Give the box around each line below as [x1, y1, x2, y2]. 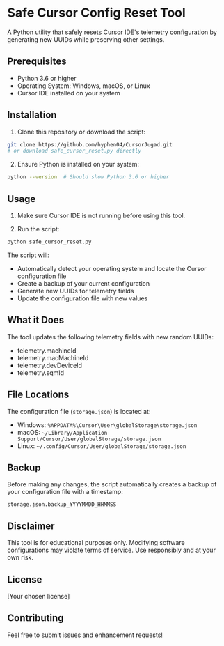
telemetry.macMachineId [17, 353, 89, 362]
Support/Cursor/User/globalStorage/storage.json [17, 436, 161, 443]
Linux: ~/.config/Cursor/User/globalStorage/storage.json [17, 441, 186, 450]
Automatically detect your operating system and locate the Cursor [17, 264, 207, 272]
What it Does [7, 314, 65, 326]
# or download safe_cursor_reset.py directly [7, 148, 141, 155]
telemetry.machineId [17, 346, 77, 355]
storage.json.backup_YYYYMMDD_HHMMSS [7, 501, 117, 508]
